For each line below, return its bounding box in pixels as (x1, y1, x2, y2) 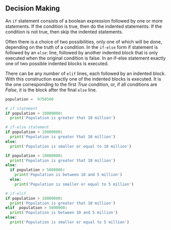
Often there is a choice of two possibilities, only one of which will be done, (5, 39, 162, 45)
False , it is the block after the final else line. (5, 87, 97, 93)
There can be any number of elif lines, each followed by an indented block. (5, 70, 166, 76)
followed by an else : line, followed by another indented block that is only (5, 49, 158, 55)
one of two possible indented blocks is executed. (5, 60, 109, 66)
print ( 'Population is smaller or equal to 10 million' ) (10, 144, 132, 149)
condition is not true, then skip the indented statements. (5, 28, 123, 35)
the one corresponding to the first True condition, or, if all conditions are (5, 81, 158, 87)
